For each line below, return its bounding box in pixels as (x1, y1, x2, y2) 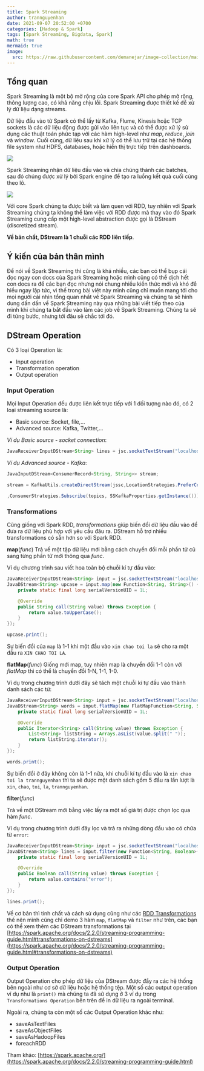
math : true (7, 37, 35, 43)
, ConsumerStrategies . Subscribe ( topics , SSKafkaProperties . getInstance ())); (7, 493, 202, 499)
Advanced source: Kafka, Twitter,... (15, 425, 104, 432)
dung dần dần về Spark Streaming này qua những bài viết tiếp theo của (7, 300, 185, 307)
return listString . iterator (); (28, 737, 108, 743)
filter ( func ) (7, 794, 35, 802)
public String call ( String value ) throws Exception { (18, 604, 156, 610)
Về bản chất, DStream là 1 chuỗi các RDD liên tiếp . (7, 233, 134, 241)
